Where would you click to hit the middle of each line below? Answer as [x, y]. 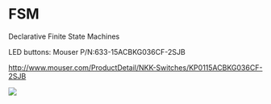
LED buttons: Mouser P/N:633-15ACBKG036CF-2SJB [97, 52]
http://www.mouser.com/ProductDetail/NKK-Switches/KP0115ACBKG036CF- [135, 67]
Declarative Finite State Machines [64, 36]
